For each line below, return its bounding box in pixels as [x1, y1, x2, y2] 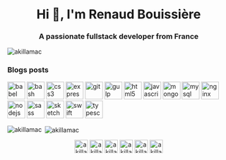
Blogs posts [7, 65, 49, 75]
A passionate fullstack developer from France [38, 32, 199, 42]
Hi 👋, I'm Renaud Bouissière [36, 6, 201, 23]
